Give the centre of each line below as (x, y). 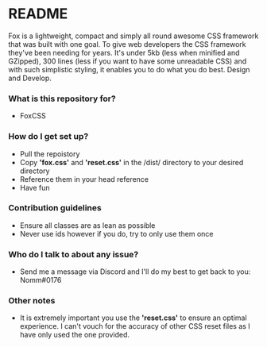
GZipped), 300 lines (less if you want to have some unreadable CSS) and (128, 61)
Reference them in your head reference (84, 179)
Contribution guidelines (55, 208)
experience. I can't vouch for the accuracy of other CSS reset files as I (135, 326)
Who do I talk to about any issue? (74, 254)
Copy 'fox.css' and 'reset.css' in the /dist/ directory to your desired (132, 162)
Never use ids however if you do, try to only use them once (116, 233)
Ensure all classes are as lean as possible (87, 225)
